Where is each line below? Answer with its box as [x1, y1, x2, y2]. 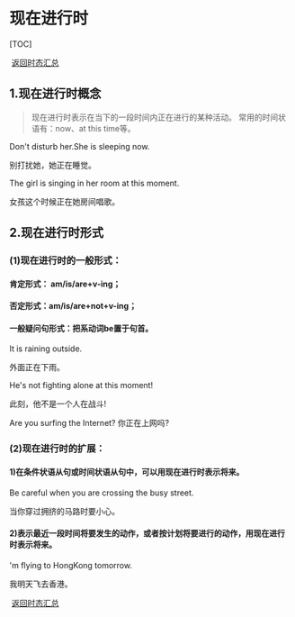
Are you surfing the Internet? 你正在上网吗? [9, 418, 169, 429]
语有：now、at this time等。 [31, 122, 137, 133]
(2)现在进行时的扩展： [9, 442, 105, 455]
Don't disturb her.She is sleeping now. [9, 141, 150, 151]
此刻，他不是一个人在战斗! [9, 398, 107, 410]
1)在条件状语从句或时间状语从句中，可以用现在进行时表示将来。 [9, 466, 245, 477]
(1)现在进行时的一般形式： [9, 254, 122, 267]
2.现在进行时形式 [9, 225, 104, 240]
